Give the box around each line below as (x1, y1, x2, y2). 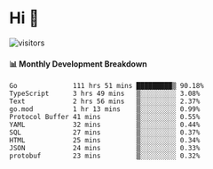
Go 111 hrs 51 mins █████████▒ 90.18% (9, 82, 204, 91)
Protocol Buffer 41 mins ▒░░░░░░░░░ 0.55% (9, 113, 201, 122)
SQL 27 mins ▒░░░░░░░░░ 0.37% (9, 128, 201, 137)
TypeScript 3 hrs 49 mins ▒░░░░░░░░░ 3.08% (9, 89, 201, 99)
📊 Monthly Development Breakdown (9, 58, 148, 69)
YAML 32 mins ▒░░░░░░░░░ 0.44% (9, 120, 201, 130)
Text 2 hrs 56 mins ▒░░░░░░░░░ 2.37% (9, 97, 201, 106)
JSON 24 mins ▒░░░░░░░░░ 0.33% (9, 144, 201, 153)
